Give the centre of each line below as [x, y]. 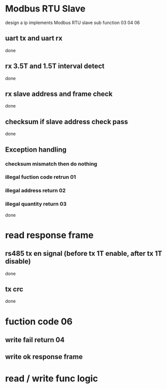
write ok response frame [44, 357]
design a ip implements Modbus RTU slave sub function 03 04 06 [73, 23]
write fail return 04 [35, 340]
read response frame [49, 235]
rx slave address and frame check [59, 94]
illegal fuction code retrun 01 [41, 177]
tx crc [14, 289]
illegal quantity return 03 [36, 204]
